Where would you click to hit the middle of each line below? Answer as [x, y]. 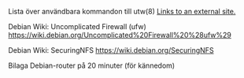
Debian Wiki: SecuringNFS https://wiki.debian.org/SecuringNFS [111, 50]
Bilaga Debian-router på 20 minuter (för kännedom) [92, 65]
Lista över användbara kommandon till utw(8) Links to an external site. [122, 11]
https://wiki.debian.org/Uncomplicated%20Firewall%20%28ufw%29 [120, 35]
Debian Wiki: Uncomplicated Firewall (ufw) [78, 26]
